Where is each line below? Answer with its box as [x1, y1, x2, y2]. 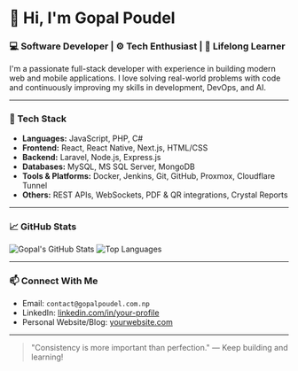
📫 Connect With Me [9, 274, 98, 287]
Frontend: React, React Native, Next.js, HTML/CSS [21, 142, 208, 153]
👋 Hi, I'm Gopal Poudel [9, 8, 176, 28]
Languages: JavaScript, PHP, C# [21, 133, 144, 143]
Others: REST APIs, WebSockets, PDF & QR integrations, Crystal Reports [21, 189, 288, 200]
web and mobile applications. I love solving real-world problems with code [9, 73, 281, 83]
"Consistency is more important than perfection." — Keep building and [30, 343, 288, 353]
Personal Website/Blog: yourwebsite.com [21, 317, 173, 328]
